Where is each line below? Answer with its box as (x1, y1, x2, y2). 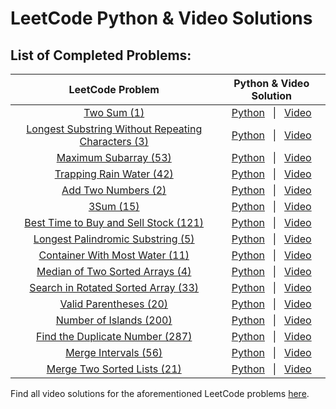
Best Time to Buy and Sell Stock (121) (24, 216, 205, 229)
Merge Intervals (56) (65, 346, 163, 359)
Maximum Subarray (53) (56, 151, 172, 164)
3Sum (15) (88, 200, 140, 213)
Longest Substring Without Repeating (26, 122, 203, 136)
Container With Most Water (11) (38, 248, 190, 262)
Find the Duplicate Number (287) (36, 330, 193, 343)
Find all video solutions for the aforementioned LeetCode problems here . (10, 388, 310, 399)
